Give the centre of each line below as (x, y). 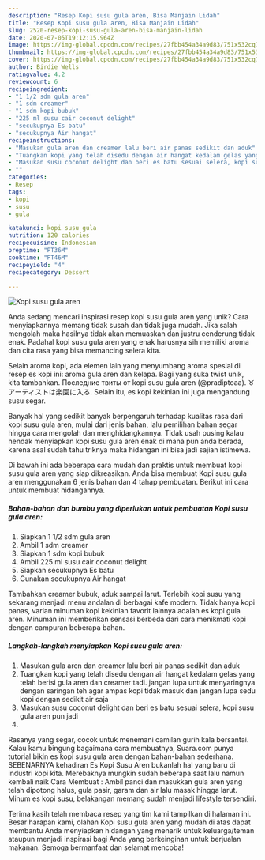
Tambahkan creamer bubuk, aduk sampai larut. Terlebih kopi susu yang (124, 594)
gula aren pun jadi (49, 716)
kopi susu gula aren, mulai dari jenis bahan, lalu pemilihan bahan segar (123, 424)
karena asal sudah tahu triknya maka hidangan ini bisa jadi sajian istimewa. (129, 450)
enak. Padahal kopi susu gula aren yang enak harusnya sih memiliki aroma (129, 342)
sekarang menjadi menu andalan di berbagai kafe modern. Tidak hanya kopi (131, 602)
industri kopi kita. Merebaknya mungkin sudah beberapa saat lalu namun (126, 773)
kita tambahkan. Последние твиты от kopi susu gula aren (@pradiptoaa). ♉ (131, 383)
